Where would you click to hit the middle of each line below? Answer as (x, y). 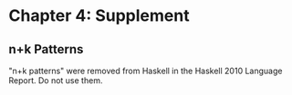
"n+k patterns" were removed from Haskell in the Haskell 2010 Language (146, 71)
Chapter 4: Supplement (99, 16)
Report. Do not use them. (56, 81)
